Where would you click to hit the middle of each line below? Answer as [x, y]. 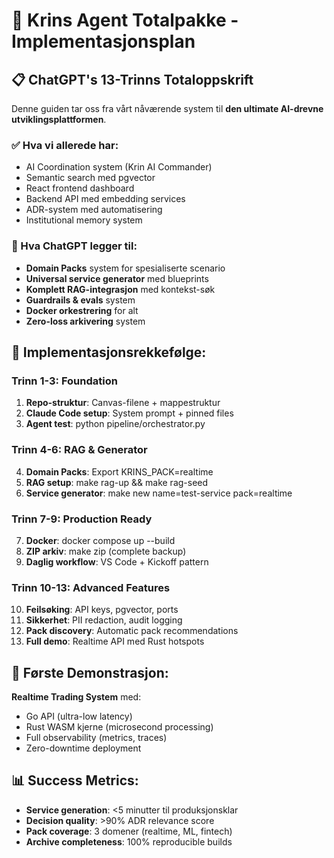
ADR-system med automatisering [94, 210]
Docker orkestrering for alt [82, 310]
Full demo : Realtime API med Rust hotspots [115, 641]
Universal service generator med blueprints [117, 278]
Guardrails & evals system [80, 300]
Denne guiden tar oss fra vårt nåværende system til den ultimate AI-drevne [167, 108]
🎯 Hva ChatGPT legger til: [74, 246]
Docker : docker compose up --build [100, 540]
